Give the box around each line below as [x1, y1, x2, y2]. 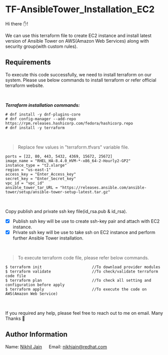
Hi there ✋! [5, 20, 29, 26]
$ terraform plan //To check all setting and [5, 278, 152, 283]
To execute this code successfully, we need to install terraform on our [5, 71, 152, 77]
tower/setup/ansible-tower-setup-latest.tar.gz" [5, 189, 110, 194]
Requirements [5, 58, 51, 67]
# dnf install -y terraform [5, 125, 65, 130]
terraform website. [5, 82, 44, 88]
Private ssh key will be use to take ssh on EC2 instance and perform [12, 229, 155, 235]
